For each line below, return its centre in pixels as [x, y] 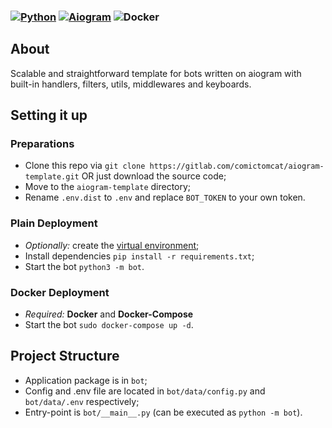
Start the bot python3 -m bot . [84, 266]
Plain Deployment [54, 223]
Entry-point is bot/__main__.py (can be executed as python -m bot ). [163, 412]
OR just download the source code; [154, 176]
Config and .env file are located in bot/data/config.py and [145, 391]
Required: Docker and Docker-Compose [109, 314]
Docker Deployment [60, 292]
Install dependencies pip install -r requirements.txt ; [139, 256]
